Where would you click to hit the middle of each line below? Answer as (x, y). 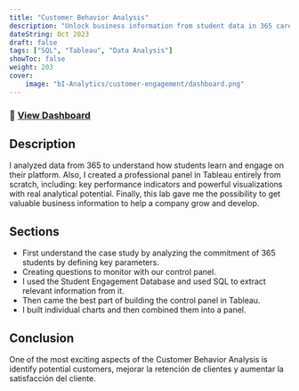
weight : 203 (31, 68)
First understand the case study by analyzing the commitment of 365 (149, 253)
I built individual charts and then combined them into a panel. (134, 310)
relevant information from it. (73, 291)
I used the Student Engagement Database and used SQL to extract (144, 281)
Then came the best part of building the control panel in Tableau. (141, 301)
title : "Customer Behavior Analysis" (79, 17)
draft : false (33, 42)
